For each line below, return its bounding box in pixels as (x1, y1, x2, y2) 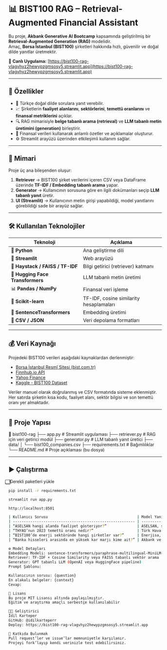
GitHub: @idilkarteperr (8, 618, 57, 623)
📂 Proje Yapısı (8, 418, 51, 427)
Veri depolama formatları (83, 317, 140, 324)
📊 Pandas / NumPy (11, 285, 57, 292)
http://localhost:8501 (8, 506, 55, 511)
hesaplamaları (83, 301, 115, 308)
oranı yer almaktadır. (8, 400, 50, 406)
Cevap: (8, 582, 22, 587)
